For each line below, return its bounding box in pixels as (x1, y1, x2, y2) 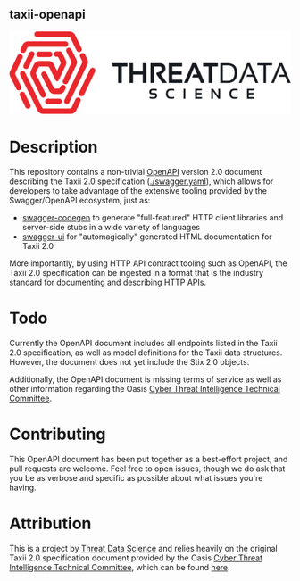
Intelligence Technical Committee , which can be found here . (9, 561, 230, 572)
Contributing (9, 424, 106, 444)
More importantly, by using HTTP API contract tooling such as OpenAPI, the (9, 258, 287, 269)
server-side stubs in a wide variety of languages (21, 221, 201, 232)
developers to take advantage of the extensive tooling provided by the (9, 185, 268, 195)
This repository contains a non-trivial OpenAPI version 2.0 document (9, 166, 262, 177)
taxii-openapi (9, 7, 87, 22)
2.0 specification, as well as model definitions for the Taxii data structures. (9, 347, 283, 358)
